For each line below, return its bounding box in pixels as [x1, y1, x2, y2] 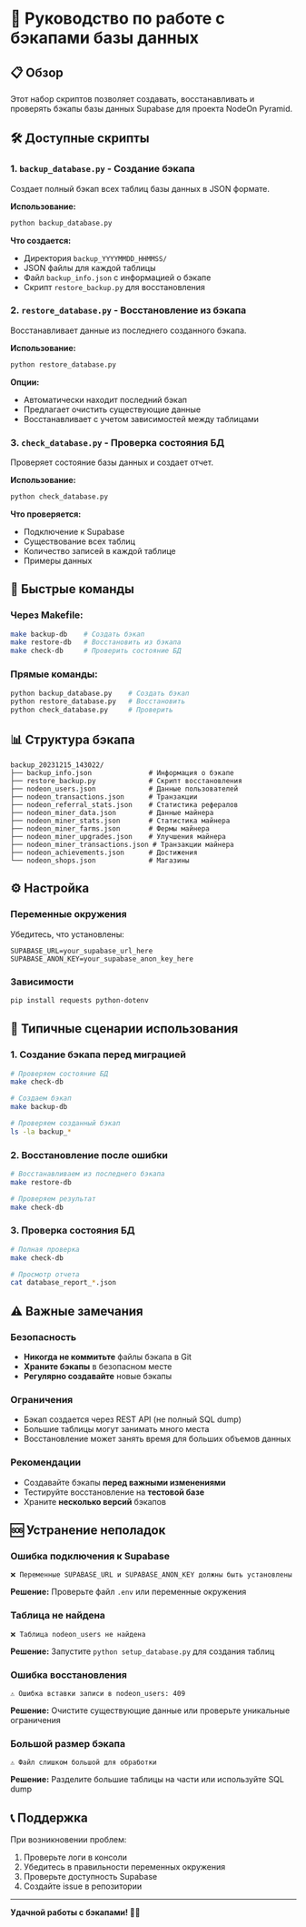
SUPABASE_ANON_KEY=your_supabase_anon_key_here [10, 954, 194, 964]
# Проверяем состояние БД [10, 1069, 108, 1078]
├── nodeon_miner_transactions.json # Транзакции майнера [10, 840, 234, 849]
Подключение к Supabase [23, 526, 125, 537]
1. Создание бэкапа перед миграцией [10, 1048, 187, 1061]
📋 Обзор [10, 65, 64, 80]
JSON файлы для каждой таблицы [23, 262, 156, 273]
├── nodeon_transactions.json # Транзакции [10, 792, 198, 802]
